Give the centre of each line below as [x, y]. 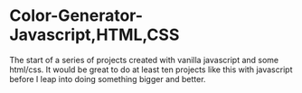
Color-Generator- [76, 16]
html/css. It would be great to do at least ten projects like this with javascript [151, 70]
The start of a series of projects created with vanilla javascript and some [144, 60]
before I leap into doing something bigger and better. [108, 79]
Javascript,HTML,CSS [94, 35]
